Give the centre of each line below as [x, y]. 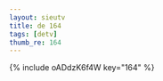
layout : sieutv [37, 17]
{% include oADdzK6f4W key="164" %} [82, 68]
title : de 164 [36, 26]
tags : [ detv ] [33, 34]
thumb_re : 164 [36, 42]
